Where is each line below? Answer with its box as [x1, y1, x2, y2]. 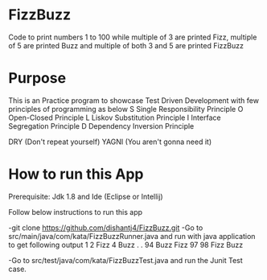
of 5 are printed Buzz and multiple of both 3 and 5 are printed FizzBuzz [8, 40, 244, 50]
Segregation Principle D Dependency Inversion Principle [8, 121, 195, 130]
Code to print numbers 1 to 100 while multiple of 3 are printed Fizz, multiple [8, 32, 257, 42]
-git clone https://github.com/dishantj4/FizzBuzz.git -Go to [8, 223, 203, 233]
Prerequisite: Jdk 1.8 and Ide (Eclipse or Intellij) [8, 191, 163, 201]
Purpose [8, 69, 67, 88]
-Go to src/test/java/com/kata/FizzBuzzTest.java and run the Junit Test [8, 255, 243, 265]
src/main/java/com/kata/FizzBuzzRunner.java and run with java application [8, 231, 256, 241]
